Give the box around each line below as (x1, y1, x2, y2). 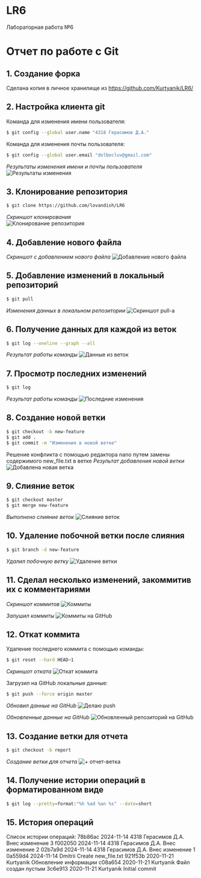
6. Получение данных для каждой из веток (6, 324, 177, 334)
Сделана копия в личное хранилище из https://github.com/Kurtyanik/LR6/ (6, 84, 194, 91)
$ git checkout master (6, 497, 63, 503)
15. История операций (6, 817, 94, 827)
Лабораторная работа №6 (6, 23, 74, 31)
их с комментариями (6, 585, 91, 595)
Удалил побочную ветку (6, 557, 69, 565)
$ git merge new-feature (6, 503, 69, 509)
